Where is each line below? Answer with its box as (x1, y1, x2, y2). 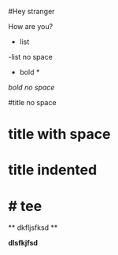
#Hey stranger (8, 7, 55, 16)
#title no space (8, 98, 57, 107)
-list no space (8, 53, 53, 61)
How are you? (8, 22, 53, 31)
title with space (8, 126, 111, 144)
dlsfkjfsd (8, 239, 38, 248)
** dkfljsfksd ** (8, 223, 58, 232)
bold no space (8, 82, 55, 92)
